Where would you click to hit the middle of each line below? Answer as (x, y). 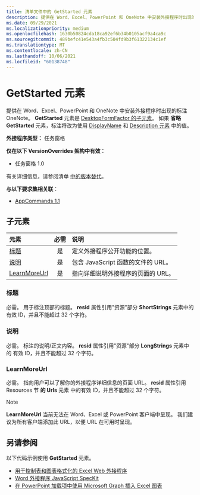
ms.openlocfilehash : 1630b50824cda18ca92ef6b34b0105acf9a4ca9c (86, 34)
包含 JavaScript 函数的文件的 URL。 (122, 262)
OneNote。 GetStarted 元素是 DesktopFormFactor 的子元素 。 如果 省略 (94, 118)
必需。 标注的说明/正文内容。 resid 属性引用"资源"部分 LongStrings (89, 345)
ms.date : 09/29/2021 (32, 23)
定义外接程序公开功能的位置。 (114, 251)
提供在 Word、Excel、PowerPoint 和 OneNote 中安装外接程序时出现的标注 (97, 110)
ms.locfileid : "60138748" (38, 62)
